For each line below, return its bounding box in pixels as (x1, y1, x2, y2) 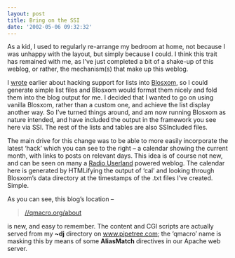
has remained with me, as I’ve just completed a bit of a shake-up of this (7, 57, 214, 66)
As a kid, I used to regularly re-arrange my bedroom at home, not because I (7, 43, 226, 51)
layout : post (7, 10, 46, 18)
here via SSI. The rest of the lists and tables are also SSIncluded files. (7, 123, 208, 132)
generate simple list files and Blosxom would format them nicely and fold (7, 86, 217, 95)
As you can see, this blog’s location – (7, 195, 114, 203)
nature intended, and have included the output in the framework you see (7, 116, 217, 124)
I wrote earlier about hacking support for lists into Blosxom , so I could (7, 79, 208, 87)
